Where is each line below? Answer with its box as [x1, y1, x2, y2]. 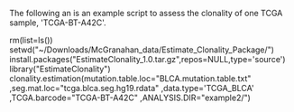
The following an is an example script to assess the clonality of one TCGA [9, 8, 283, 18]
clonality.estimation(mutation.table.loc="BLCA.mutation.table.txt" [9, 73, 252, 84]
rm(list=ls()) [9, 35, 53, 45]
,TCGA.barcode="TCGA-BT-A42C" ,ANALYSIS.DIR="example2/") [9, 92, 251, 103]
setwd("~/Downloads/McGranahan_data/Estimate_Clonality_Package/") [9, 44, 275, 55]
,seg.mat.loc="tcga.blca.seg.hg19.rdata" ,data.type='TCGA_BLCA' [9, 83, 254, 93]
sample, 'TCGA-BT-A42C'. [9, 17, 106, 28]
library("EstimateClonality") [9, 63, 111, 74]
